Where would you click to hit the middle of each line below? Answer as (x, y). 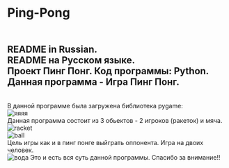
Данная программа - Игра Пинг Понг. (93, 82)
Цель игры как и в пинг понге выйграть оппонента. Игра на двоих (105, 143)
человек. (21, 150)
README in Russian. (52, 49)
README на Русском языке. (71, 60)
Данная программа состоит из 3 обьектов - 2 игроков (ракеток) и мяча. (115, 120)
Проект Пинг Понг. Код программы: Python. (108, 71)
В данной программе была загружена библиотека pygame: (95, 106)
